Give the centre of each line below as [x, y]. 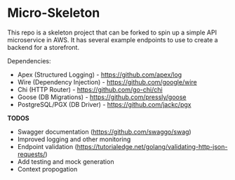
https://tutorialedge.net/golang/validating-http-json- [152, 146]
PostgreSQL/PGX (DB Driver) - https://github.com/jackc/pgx [104, 104]
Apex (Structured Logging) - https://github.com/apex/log [100, 75]
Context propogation [47, 169]
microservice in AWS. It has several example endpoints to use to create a [113, 39]
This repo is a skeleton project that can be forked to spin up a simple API [112, 32]
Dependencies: [29, 60]
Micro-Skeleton [54, 13]
